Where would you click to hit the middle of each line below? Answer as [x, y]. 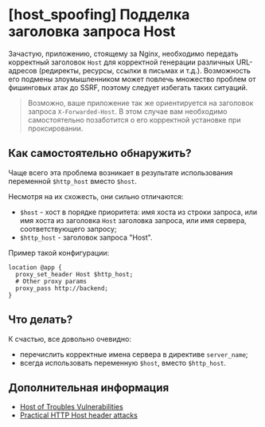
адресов [23, 70]
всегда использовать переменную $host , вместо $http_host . [123, 362]
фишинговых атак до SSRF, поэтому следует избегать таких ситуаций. [128, 87]
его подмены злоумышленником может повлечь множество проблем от [132, 79]
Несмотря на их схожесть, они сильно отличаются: [96, 196]
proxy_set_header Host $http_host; [74, 274]
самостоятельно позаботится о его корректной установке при [134, 119]
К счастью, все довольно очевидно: [70, 339]
